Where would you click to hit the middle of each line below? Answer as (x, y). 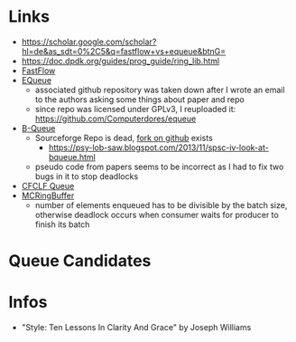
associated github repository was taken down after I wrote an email (160, 90)
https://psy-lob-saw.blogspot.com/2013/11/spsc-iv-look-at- (159, 147)
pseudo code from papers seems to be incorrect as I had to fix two (159, 166)
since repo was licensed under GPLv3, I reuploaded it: (135, 109)
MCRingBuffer (48, 195)
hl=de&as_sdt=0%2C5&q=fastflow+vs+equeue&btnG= (124, 51)
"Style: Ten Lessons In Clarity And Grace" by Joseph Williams (136, 328)
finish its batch (62, 224)
